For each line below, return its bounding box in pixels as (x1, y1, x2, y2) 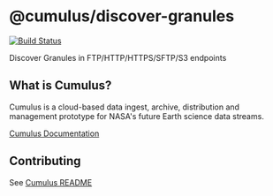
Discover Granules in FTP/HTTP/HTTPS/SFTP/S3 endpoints (9, 52, 227, 63)
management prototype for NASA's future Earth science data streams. (9, 110, 265, 121)
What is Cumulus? (9, 78, 112, 94)
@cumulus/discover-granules (9, 6, 235, 26)
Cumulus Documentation (9, 128, 100, 139)
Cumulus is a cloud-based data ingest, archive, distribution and (9, 102, 240, 112)
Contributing (9, 154, 81, 169)
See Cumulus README (9, 177, 93, 187)
